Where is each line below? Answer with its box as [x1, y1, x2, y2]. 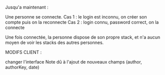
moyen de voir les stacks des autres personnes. [5, 39, 104, 45]
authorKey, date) [5, 64, 39, 70]
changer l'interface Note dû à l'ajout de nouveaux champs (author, [5, 59, 142, 64]
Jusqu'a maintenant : [5, 4, 48, 10]
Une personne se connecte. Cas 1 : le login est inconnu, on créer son [5, 14, 147, 19]
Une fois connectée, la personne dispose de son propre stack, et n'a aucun [5, 34, 160, 40]
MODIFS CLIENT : [5, 49, 42, 55]
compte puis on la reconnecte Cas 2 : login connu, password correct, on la [5, 19, 159, 25]
